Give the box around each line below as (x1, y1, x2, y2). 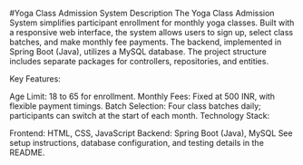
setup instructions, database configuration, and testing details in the (9, 138, 265, 148)
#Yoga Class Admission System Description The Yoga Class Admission (9, 8, 275, 18)
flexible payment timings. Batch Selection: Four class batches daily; (9, 101, 261, 112)
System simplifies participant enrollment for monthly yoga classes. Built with (9, 17, 295, 28)
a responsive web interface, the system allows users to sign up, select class (9, 27, 293, 37)
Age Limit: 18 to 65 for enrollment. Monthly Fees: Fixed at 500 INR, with (9, 91, 275, 102)
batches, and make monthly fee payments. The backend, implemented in (9, 36, 282, 47)
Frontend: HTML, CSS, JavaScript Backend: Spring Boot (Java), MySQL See (9, 128, 293, 139)
